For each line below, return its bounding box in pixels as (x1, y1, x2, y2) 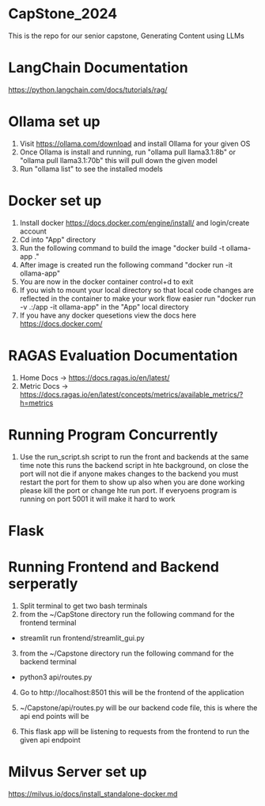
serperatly (8, 575, 78, 592)
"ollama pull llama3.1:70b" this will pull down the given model (19, 155, 218, 165)
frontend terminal (19, 618, 77, 627)
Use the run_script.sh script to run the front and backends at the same (19, 452, 249, 462)
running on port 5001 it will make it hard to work (19, 494, 176, 504)
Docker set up (8, 192, 102, 210)
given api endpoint (19, 735, 81, 744)
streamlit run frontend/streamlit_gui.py (19, 633, 145, 642)
